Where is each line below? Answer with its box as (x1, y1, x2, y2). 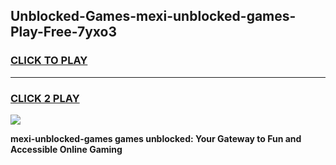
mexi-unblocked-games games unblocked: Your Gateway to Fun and (10, 132, 302, 144)
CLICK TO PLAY (10, 54, 88, 68)
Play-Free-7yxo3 (10, 24, 118, 41)
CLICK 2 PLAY (10, 91, 80, 105)
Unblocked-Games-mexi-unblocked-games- (10, 8, 297, 25)
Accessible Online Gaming (10, 143, 123, 155)
